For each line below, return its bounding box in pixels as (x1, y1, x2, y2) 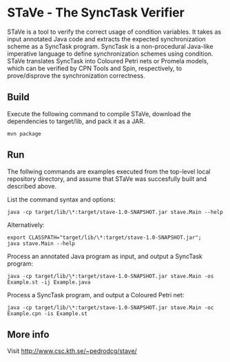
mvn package (7, 130, 41, 137)
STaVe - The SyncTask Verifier (7, 5, 185, 21)
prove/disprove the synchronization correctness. (7, 71, 146, 80)
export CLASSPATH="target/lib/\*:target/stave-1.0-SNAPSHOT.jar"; (7, 234, 202, 241)
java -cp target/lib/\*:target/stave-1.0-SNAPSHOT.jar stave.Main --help (7, 209, 224, 215)
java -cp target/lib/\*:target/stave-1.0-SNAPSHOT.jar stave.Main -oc (7, 304, 214, 311)
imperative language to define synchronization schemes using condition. (7, 50, 213, 58)
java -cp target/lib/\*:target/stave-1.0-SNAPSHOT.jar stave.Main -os (7, 273, 214, 279)
